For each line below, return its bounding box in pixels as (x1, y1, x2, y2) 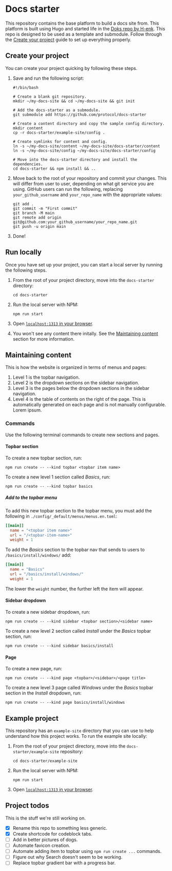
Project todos (5, 801, 49, 810)
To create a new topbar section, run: (5, 455, 82, 461)
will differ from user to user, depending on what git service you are (12, 181, 154, 187)
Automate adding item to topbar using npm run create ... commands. (12, 848, 162, 855)
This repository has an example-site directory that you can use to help (5, 727, 154, 734)
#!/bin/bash (12, 85, 39, 90)
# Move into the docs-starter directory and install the (12, 157, 138, 162)
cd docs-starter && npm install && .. (12, 166, 96, 171)
